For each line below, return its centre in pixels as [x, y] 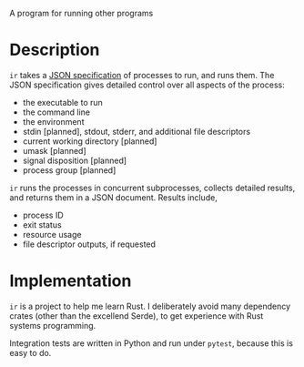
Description [55, 50]
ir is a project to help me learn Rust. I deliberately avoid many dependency [150, 306]
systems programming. [53, 325]
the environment [53, 121]
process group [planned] [69, 170]
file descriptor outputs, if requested [89, 244]
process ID [43, 215]
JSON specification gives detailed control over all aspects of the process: [147, 85]
